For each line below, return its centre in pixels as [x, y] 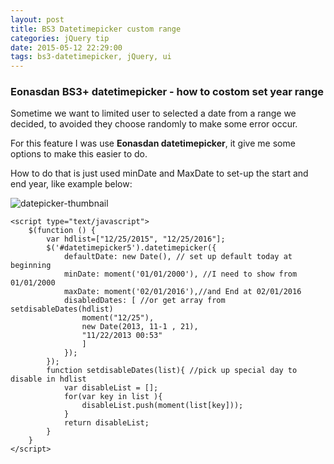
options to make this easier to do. [79, 154]
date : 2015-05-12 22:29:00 [66, 47]
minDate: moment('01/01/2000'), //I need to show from [180, 274]
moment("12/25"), [118, 318]
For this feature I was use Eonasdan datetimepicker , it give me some [153, 143]
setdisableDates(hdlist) [62, 309]
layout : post [37, 19]
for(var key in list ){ [113, 397]
